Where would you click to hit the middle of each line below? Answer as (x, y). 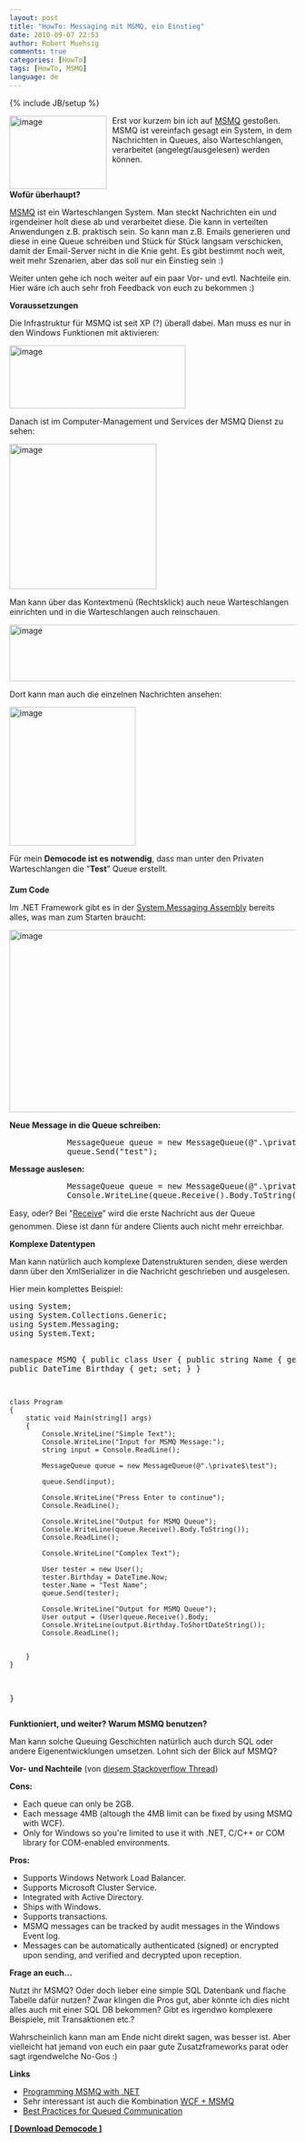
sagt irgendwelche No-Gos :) (64, 2056)
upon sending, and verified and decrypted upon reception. (132, 1955)
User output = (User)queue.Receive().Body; (125, 1617)
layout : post (34, 18)
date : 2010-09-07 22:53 (54, 35)
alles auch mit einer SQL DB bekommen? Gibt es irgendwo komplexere (141, 2009)
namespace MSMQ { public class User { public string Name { (146, 1359)
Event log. (41, 1936)
